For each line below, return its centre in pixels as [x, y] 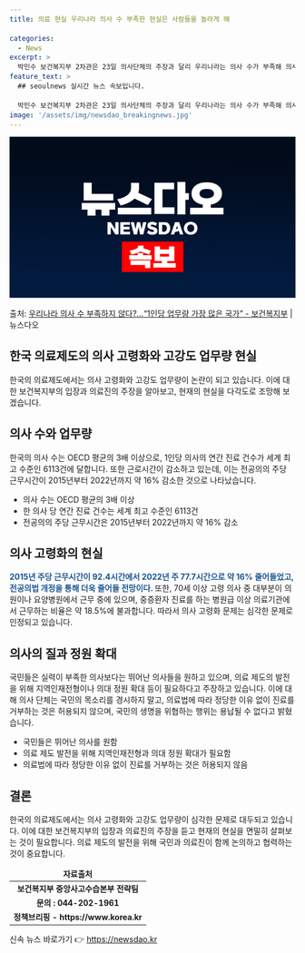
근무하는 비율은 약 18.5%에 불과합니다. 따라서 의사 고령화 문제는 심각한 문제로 [156, 611]
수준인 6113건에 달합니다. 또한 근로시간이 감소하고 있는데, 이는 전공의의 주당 [153, 468]
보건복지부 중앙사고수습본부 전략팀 [78, 889]
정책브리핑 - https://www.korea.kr [78, 918]
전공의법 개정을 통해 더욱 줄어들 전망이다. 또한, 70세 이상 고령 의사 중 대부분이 [146, 588]
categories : [32, 38]
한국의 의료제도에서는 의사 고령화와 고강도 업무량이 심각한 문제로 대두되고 [139, 819]
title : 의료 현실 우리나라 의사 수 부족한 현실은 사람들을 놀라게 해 [120, 19]
